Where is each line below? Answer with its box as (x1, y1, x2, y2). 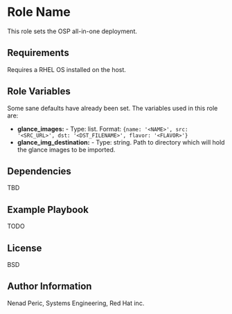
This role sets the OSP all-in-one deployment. (7, 27, 137, 35)
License (7, 242, 42, 254)
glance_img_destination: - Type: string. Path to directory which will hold (17, 138, 225, 146)
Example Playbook (7, 203, 89, 215)
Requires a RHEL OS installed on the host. (7, 65, 127, 73)
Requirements (7, 47, 69, 59)
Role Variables (7, 86, 71, 98)
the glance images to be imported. (17, 145, 116, 154)
